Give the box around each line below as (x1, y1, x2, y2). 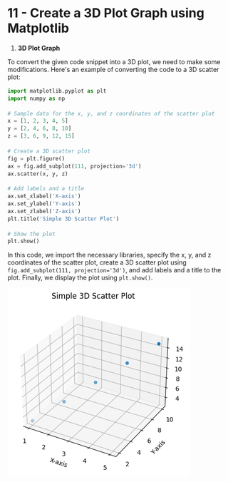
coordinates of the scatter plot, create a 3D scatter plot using (7, 258, 187, 267)
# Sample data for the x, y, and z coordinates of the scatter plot (7, 110, 215, 117)
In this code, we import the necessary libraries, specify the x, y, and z (7, 251, 212, 260)
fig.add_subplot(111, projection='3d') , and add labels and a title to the (7, 266, 222, 275)
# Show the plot (7, 230, 56, 237)
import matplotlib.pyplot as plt (7, 87, 107, 94)
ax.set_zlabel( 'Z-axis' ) (7, 207, 81, 215)
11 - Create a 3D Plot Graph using (7, 5, 204, 21)
